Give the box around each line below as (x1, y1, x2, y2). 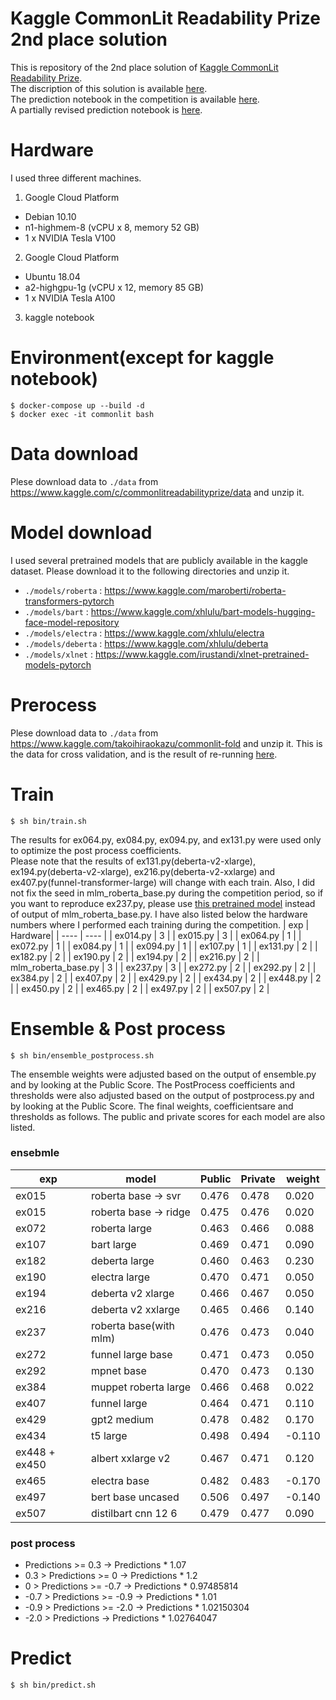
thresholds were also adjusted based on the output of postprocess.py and (10, 1089, 315, 1101)
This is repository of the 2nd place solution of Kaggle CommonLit (10, 61, 279, 73)
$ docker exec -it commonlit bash (10, 409, 155, 419)
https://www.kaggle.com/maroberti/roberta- (104, 584, 287, 596)
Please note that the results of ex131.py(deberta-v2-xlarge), (10, 855, 256, 867)
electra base (91, 1473, 150, 1487)
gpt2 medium (91, 1412, 155, 1426)
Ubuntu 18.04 (24, 270, 81, 282)
